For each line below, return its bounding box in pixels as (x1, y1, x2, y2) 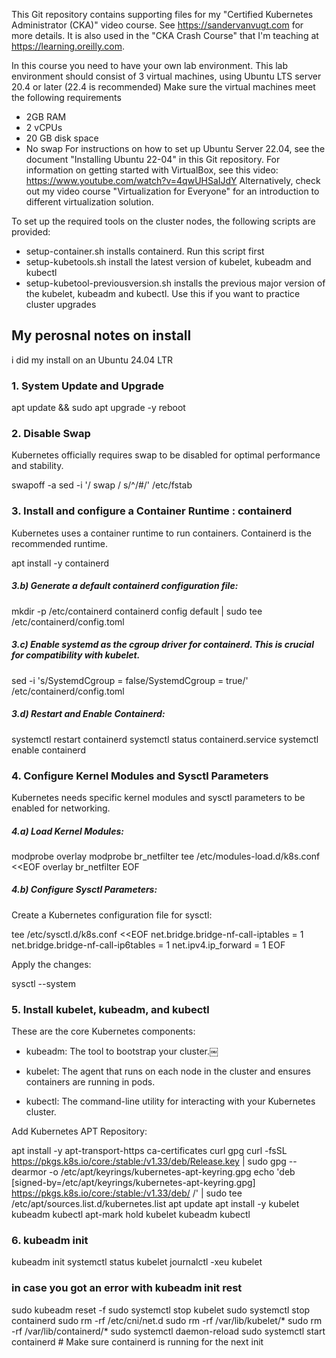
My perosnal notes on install (11, 327, 192, 344)
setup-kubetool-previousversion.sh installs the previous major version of (25, 277, 326, 289)
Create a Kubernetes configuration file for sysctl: (11, 909, 213, 921)
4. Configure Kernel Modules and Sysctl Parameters (11, 769, 269, 783)
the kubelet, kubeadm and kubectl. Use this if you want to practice (25, 288, 301, 299)
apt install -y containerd (11, 557, 110, 569)
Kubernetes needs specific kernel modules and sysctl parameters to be (11, 791, 306, 803)
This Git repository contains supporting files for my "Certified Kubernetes (11, 9, 314, 20)
